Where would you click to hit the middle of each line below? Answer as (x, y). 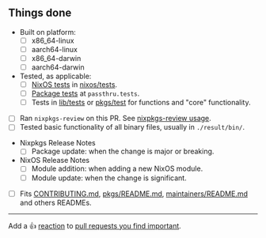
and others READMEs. (56, 202)
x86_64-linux (53, 40)
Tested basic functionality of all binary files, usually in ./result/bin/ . (132, 127)
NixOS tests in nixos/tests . (74, 85)
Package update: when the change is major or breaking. (123, 151)
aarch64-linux (54, 49)
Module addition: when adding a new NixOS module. (117, 168)
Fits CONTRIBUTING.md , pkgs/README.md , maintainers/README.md (133, 194)
